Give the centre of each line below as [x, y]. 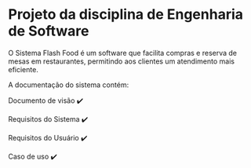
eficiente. [24, 69]
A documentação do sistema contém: [69, 85]
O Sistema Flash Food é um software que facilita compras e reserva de [123, 53]
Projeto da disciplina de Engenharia [126, 15]
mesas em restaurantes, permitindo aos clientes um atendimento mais [122, 61]
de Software [49, 31]
